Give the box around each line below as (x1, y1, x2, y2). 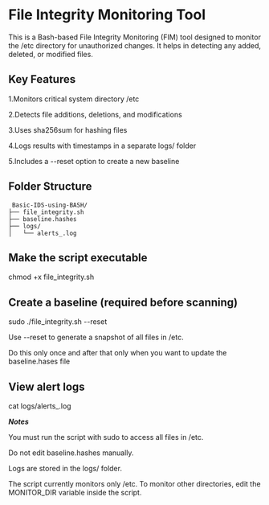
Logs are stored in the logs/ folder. (8, 464, 123, 473)
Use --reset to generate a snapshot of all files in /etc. (8, 332, 184, 343)
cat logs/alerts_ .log (8, 401, 71, 411)
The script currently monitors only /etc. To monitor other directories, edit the (8, 479, 261, 488)
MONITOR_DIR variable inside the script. (8, 488, 142, 497)
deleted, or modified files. (8, 49, 94, 59)
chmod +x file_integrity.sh (8, 272, 95, 282)
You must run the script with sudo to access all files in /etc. (8, 433, 204, 441)
